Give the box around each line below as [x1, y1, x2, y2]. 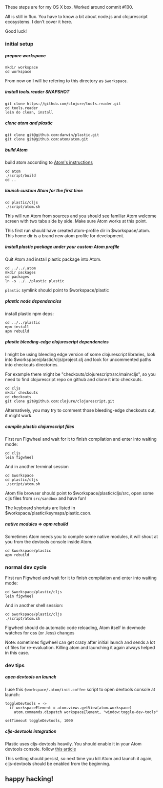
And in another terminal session [5, 463, 69, 469]
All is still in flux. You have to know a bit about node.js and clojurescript [5, 14, 148, 19]
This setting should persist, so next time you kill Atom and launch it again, [5, 755, 153, 761]
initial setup [5, 40, 34, 47]
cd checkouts [5, 394, 32, 399]
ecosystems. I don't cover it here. [5, 19, 72, 24]
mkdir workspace [5, 65, 38, 70]
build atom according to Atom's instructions [5, 159, 93, 165]
